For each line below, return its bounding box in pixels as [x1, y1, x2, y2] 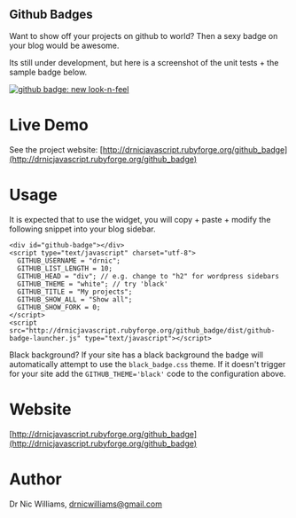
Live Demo [9, 115, 89, 135]
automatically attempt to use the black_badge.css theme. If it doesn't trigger [9, 358, 286, 369]
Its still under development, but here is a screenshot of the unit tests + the [9, 57, 279, 67]
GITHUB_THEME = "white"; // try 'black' [17, 279, 168, 288]
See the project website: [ [9, 144, 104, 154]
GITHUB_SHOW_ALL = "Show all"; [17, 294, 133, 304]
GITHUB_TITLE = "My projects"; [17, 287, 133, 296]
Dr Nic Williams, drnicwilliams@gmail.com [9, 498, 162, 509]
